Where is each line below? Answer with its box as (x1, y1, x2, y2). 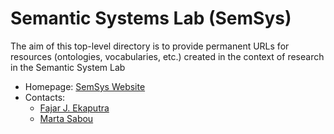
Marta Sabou (39, 112, 94, 124)
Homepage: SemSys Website (24, 80, 146, 92)
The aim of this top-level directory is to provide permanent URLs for (10, 40, 290, 52)
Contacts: (24, 91, 66, 103)
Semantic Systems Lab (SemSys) (10, 7, 292, 30)
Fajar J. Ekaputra (39, 102, 110, 114)
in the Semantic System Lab (10, 61, 126, 73)
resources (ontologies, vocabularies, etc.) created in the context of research (10, 50, 325, 62)
